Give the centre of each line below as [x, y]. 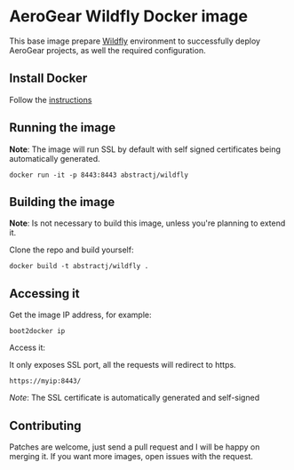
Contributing [45, 425]
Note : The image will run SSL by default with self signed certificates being [145, 149]
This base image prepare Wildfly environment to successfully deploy [135, 41]
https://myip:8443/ [45, 381]
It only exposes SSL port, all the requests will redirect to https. [123, 365]
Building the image [62, 202]
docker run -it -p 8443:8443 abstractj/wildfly [99, 175]
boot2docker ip [37, 331]
